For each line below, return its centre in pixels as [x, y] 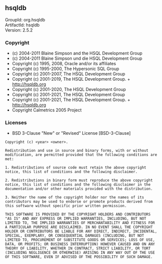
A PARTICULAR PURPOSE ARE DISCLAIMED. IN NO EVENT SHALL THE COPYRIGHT [79, 227]
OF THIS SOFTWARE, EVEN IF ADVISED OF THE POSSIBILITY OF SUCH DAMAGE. [79, 257]
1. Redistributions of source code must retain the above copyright [76, 168]
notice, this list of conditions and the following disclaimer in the [78, 185]
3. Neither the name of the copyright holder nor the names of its [75, 197]
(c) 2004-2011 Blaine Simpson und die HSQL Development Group [77, 58]
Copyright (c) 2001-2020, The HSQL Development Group [69, 89]
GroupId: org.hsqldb [25, 19]
